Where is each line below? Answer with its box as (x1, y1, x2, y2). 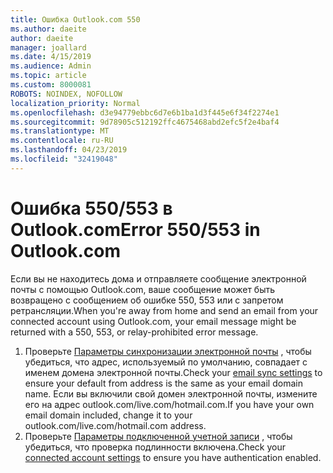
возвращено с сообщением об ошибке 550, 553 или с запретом (10, 294, 284, 306)
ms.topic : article (10, 71, 87, 81)
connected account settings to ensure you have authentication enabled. (24, 451, 322, 463)
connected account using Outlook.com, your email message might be (10, 315, 297, 327)
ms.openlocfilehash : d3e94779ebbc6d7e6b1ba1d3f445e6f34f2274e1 (10, 107, 280, 118)
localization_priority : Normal (10, 98, 141, 108)
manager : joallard (10, 42, 87, 53)
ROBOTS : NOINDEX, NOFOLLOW (10, 89, 123, 99)
